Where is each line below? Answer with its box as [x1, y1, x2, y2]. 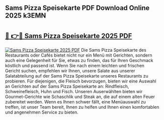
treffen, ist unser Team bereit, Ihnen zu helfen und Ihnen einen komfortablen [5, 104, 160, 110]
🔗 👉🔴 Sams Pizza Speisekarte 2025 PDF [5, 32, 133, 40]
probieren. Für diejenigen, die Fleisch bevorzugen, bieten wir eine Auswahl [5, 78, 157, 84]
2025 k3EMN [5, 12, 46, 20]
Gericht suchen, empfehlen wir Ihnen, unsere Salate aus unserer [5, 68, 136, 74]
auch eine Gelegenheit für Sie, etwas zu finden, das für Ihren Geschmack [5, 58, 154, 63]
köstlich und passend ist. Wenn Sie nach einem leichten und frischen [5, 63, 145, 68]
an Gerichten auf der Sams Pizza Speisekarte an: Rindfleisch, [5, 83, 129, 89]
